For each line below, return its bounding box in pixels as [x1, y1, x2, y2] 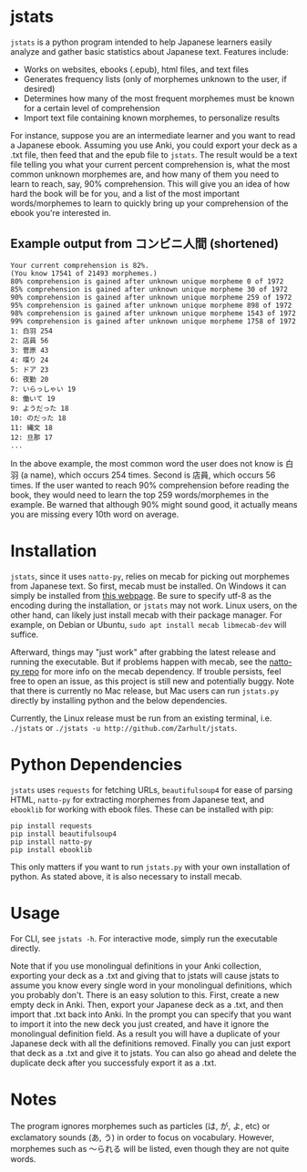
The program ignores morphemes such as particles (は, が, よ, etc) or [10, 1120, 271, 1131]
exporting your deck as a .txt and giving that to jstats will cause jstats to [10, 970, 280, 981]
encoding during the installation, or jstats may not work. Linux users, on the [10, 600, 298, 611]
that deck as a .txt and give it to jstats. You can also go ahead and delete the [10, 1047, 297, 1058]
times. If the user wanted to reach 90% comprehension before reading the [10, 479, 290, 490]
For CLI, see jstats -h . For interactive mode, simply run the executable [10, 932, 278, 944]
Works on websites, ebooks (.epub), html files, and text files [23, 64, 250, 75]
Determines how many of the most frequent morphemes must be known [23, 93, 295, 104]
